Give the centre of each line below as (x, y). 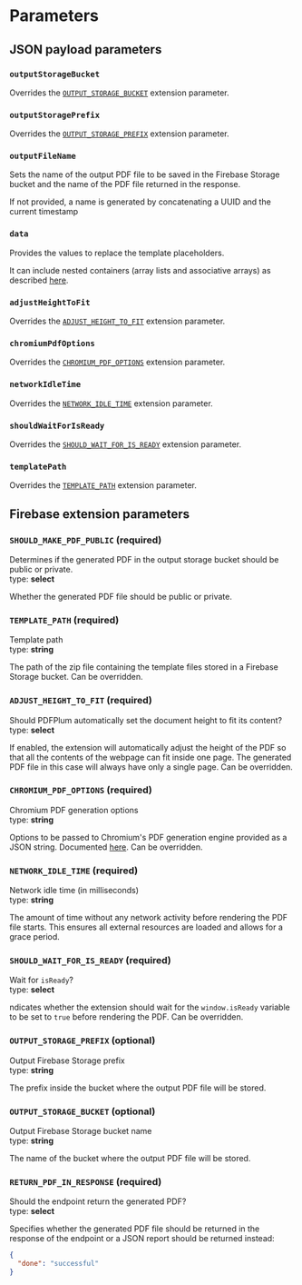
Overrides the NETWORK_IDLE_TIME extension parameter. (111, 403)
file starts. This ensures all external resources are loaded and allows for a (146, 927)
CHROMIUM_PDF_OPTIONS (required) (81, 790)
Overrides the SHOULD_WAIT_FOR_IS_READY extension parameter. (126, 444)
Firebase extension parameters (100, 514)
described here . (39, 280)
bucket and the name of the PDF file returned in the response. (125, 184)
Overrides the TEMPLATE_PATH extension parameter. (103, 485)
